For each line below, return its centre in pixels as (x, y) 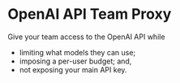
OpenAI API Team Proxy (90, 14)
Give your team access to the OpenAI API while (86, 37)
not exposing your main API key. (73, 69)
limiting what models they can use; (77, 52)
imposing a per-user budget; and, (75, 61)
